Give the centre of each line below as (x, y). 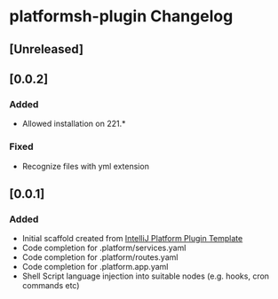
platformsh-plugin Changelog (121, 16)
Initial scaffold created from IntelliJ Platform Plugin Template (132, 239)
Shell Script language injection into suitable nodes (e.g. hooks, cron (145, 276)
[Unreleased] (47, 49)
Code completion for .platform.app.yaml (95, 267)
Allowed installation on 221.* (74, 124)
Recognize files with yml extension (85, 166)
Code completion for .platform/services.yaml (104, 248)
